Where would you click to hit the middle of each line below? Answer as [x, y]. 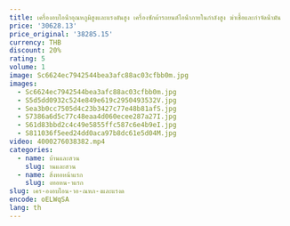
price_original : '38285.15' [61, 34]
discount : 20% [36, 51]
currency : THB [36, 42]
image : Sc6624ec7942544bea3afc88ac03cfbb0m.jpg [99, 76]
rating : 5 [28, 59]
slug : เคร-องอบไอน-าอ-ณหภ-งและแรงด [67, 191]
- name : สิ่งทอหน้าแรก [50, 174]
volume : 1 [28, 68]
